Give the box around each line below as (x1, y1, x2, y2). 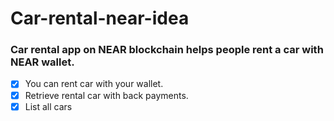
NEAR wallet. (10, 55, 75, 69)
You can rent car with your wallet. (24, 78, 164, 90)
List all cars (24, 100, 73, 112)
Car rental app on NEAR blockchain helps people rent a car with (10, 43, 324, 57)
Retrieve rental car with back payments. (24, 89, 189, 101)
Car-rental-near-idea (10, 7, 190, 30)
